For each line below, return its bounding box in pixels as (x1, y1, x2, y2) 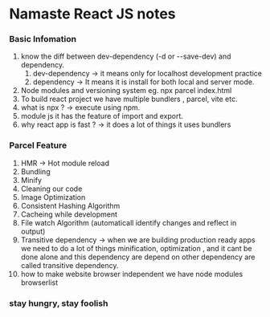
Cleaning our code (20, 184, 83, 193)
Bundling (20, 166, 51, 177)
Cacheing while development (20, 209, 117, 219)
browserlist (20, 278, 59, 287)
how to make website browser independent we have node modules (20, 269, 243, 278)
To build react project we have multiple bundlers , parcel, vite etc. (20, 94, 238, 104)
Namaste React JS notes (9, 5, 176, 23)
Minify (20, 175, 43, 185)
